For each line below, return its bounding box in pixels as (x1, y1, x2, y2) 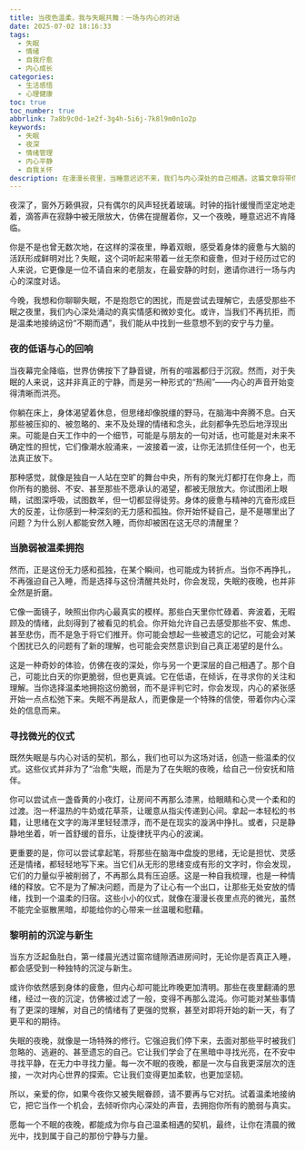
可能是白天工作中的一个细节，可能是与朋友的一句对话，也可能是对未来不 (25, 429, 296, 440)
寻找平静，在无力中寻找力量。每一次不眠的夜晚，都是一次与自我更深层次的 (9, 1058, 288, 1069)
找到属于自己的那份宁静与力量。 (33, 1131, 152, 1142)
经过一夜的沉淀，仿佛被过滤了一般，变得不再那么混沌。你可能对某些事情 (25, 993, 296, 1004)
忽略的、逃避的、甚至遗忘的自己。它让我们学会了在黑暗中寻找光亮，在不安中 (9, 1047, 296, 1057)
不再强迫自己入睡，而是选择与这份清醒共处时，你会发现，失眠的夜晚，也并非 (9, 575, 296, 586)
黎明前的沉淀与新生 (9, 929, 93, 942)
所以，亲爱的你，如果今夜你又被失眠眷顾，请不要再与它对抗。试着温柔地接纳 (9, 1088, 296, 1099)
